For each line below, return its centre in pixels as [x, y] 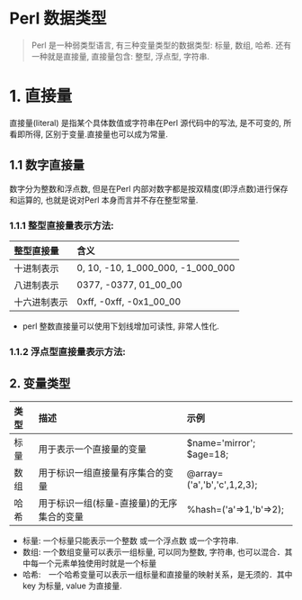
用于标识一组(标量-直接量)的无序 [108, 503]
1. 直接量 [41, 96]
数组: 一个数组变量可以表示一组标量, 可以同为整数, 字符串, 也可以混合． [153, 551]
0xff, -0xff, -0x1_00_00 [129, 301]
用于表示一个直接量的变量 [92, 449]
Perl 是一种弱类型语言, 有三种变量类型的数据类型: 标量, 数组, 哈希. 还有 [161, 45]
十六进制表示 [41, 302]
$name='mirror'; [221, 442]
